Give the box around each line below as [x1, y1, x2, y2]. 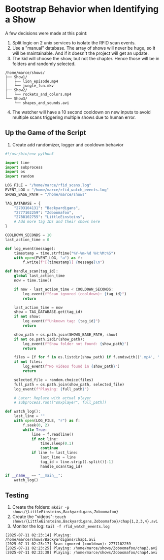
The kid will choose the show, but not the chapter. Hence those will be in [12, 55, 160, 61]
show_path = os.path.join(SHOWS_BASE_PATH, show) [14, 332, 118, 337]
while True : [23, 427, 48, 432]
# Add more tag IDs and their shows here [14, 219, 100, 224]
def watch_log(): [5, 409, 41, 414]
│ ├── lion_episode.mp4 [5, 79, 58, 84]
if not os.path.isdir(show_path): [14, 337, 85, 342]
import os [5, 169, 26, 175]
